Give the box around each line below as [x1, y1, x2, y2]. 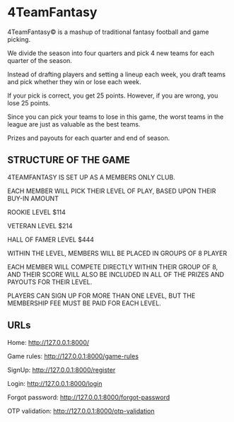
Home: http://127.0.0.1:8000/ [7, 338, 90, 346]
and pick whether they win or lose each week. [7, 77, 141, 86]
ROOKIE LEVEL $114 [7, 208, 66, 216]
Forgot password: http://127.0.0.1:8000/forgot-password [7, 393, 170, 402]
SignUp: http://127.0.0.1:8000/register [7, 365, 116, 374]
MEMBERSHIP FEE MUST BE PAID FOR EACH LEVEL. [7, 298, 161, 307]
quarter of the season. [7, 56, 73, 64]
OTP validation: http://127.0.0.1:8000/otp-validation [7, 406, 155, 415]
